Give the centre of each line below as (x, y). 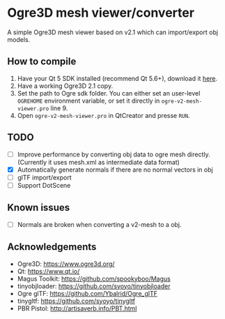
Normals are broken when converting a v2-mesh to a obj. (100, 224)
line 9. (59, 108)
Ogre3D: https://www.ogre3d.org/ (66, 264)
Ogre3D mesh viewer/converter (101, 13)
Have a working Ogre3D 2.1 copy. (65, 86)
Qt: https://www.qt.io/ (48, 271)
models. (19, 39)
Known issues (39, 208)
